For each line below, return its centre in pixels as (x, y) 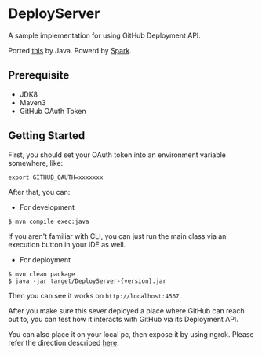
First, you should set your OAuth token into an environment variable (117, 155)
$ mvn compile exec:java (49, 221)
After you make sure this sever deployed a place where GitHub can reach (126, 310)
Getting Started (47, 135)
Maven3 (33, 102)
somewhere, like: (36, 163)
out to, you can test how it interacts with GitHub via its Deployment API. (124, 319)
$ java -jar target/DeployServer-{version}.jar (87, 281)
